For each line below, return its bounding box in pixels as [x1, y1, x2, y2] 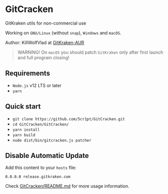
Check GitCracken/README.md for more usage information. [5, 183, 129, 189]
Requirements [5, 69, 50, 78]
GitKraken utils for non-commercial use [5, 20, 86, 26]
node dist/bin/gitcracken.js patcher [12, 138, 92, 143]
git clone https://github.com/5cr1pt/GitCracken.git [12, 116, 125, 121]
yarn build [12, 132, 36, 137]
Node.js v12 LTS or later [12, 82, 62, 88]
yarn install [12, 127, 40, 132]
